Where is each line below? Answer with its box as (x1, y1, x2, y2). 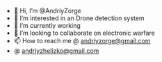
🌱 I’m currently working (13, 22, 81, 29)
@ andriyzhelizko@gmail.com (13, 47, 99, 55)
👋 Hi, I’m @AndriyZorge (13, 7, 81, 15)
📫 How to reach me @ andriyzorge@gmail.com (13, 37, 151, 45)
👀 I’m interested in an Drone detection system (13, 14, 145, 22)
